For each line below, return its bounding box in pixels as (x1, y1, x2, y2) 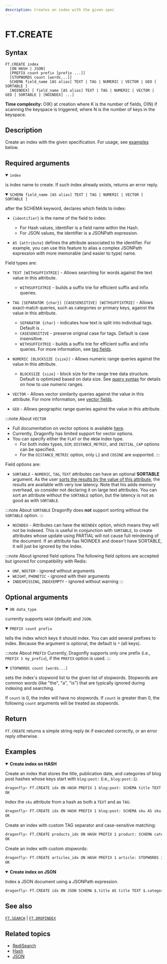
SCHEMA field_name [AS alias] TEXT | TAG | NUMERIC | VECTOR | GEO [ (9, 79, 157, 84)
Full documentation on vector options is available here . (12, 425, 125, 431)
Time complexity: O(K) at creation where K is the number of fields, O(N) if (5, 101, 158, 107)
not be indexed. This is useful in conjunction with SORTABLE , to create (12, 528, 153, 534)
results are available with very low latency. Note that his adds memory (12, 482, 156, 488)
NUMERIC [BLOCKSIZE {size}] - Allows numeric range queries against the (12, 356, 160, 362)
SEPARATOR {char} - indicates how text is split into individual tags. (19, 320, 153, 326)
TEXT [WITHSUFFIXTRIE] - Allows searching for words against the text (12, 270, 153, 275)
